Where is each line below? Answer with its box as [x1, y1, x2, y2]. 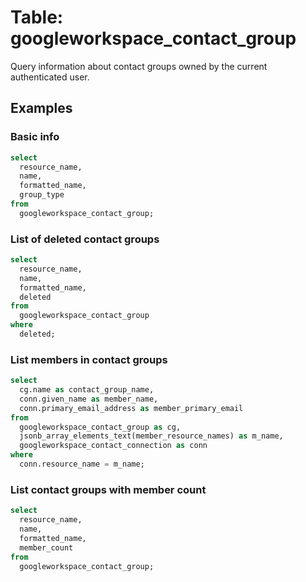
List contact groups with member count [10, 482, 207, 496]
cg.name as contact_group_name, [19, 385, 155, 395]
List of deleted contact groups [10, 232, 160, 246]
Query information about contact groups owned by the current [10, 60, 268, 72]
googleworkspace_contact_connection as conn [19, 441, 208, 451]
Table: [10, 6, 64, 29]
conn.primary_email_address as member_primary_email [19, 403, 244, 413]
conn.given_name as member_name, [19, 394, 159, 404]
